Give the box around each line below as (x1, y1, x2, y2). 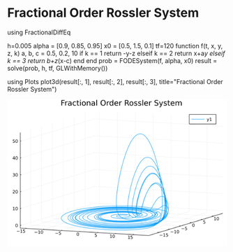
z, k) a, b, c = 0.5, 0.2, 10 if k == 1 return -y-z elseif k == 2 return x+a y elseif (7, 49, 225, 57)
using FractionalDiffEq (7, 28, 71, 36)
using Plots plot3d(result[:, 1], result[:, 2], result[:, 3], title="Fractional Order (7, 77, 223, 85)
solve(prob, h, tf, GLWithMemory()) (7, 64, 108, 72)
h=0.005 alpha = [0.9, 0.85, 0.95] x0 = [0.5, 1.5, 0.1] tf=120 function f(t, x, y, (7, 41, 223, 50)
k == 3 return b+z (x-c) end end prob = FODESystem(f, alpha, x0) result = (7, 56, 218, 64)
